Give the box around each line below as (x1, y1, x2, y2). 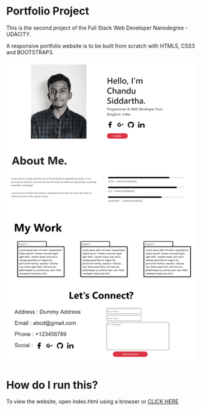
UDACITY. (6, 30, 31, 37)
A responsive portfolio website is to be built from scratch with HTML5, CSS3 (6, 42, 196, 49)
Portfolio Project (6, 4, 90, 18)
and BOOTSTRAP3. (6, 48, 54, 55)
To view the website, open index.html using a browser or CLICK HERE (6, 398, 179, 405)
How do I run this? (6, 378, 98, 392)
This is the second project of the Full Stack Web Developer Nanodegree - (6, 24, 188, 31)
